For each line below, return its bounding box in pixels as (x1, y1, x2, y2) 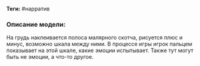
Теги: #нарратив (6, 5, 50, 12)
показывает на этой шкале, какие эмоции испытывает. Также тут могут (6, 47, 194, 54)
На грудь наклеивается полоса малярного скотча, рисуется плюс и (6, 34, 183, 41)
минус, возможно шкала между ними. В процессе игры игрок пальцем (6, 41, 193, 48)
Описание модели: (6, 20, 66, 28)
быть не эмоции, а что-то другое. (6, 53, 94, 61)
